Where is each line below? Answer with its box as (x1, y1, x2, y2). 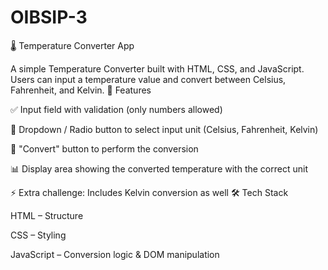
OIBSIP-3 (10, 6, 88, 29)
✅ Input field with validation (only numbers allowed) (10, 103, 223, 115)
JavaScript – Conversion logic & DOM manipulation (10, 248, 220, 260)
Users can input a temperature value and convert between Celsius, (10, 73, 287, 85)
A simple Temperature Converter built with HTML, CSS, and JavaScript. (10, 62, 305, 75)
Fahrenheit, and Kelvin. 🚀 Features (10, 84, 152, 96)
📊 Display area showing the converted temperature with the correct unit (10, 162, 308, 175)
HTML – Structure (10, 209, 84, 221)
